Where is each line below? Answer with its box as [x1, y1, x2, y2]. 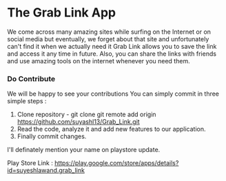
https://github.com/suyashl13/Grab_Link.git [17, 118, 140, 126]
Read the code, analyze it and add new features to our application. [17, 125, 206, 134]
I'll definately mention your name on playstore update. [7, 146, 161, 154]
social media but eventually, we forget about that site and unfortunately [7, 34, 209, 43]
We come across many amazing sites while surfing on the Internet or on [7, 28, 212, 36]
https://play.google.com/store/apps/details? [54, 159, 179, 167]
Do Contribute [7, 74, 56, 83]
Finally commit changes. [17, 132, 87, 140]
